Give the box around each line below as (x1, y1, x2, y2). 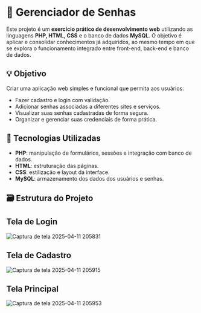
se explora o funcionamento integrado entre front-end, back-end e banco (6, 45, 189, 52)
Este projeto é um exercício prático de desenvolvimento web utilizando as (6, 25, 193, 33)
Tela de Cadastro (6, 250, 71, 260)
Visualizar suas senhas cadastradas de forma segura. (14, 109, 149, 117)
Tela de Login (6, 217, 58, 227)
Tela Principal (6, 283, 59, 294)
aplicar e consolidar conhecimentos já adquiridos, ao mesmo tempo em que (6, 38, 195, 45)
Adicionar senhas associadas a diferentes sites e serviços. (14, 103, 161, 110)
